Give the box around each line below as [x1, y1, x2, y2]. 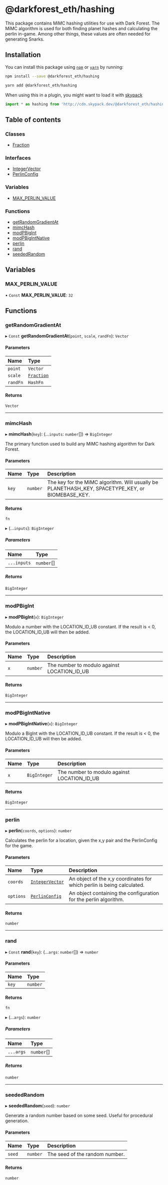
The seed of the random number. [47, 1150, 125, 1157]
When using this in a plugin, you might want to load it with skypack [5, 92, 142, 98]
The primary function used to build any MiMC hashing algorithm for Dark [5, 441, 155, 447]
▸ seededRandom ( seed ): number [5, 1103, 70, 1109]
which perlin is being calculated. [68, 882, 145, 889]
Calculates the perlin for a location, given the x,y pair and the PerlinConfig [5, 837, 157, 844]
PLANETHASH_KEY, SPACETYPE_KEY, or [47, 485, 145, 492]
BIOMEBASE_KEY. [47, 491, 90, 498]
